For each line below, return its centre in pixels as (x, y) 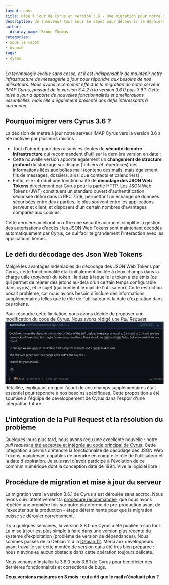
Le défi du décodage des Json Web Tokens (74, 254)
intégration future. (24, 404)
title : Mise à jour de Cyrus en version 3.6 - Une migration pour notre (83, 16)
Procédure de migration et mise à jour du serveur (83, 482)
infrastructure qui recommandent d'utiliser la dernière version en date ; (87, 154)
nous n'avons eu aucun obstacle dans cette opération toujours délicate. (79, 552)
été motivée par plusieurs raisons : (41, 139)
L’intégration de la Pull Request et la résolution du (84, 420)
